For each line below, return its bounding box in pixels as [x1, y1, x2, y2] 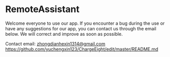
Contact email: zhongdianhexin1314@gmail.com [5, 40, 105, 46]
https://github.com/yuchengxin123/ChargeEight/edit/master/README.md [5, 46, 159, 52]
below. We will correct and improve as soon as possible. [5, 31, 123, 37]
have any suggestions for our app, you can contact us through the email [5, 25, 157, 31]
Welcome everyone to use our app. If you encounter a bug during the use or [5, 20, 165, 26]
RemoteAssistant [5, 4, 80, 15]
